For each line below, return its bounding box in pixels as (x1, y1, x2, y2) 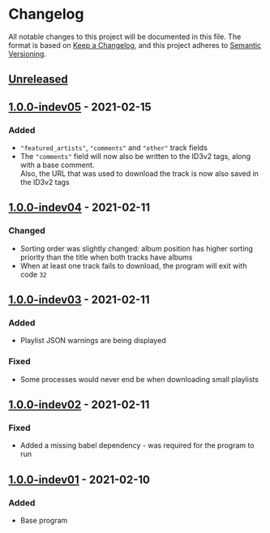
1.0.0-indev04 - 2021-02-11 (8, 200, 151, 215)
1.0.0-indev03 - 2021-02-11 (8, 293, 150, 307)
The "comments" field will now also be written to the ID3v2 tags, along (19, 152, 251, 161)
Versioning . (8, 49, 47, 58)
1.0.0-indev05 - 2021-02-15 (8, 100, 152, 114)
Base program (19, 516, 68, 526)
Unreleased (8, 72, 69, 86)
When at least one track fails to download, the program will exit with (19, 260, 247, 270)
